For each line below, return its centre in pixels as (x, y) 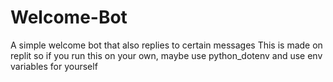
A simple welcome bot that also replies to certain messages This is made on (166, 45)
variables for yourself (54, 66)
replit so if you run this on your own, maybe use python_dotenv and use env (166, 55)
